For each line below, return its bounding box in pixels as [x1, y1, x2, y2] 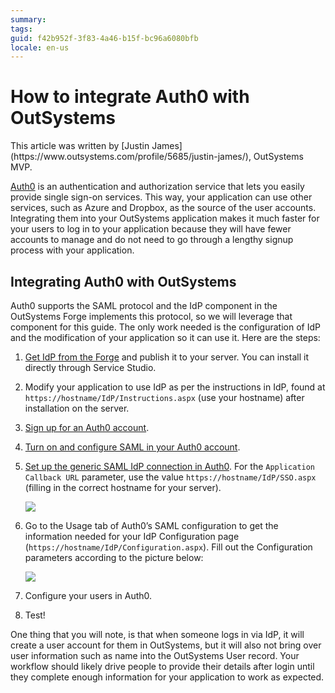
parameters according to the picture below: [24, 552, 204, 563]
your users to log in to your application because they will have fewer [10, 223, 292, 235]
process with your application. [10, 244, 135, 256]
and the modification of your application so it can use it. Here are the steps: [10, 332, 321, 343]
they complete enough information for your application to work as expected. [10, 671, 325, 683]
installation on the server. [24, 402, 130, 414]
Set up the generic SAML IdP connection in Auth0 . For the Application [24, 461, 316, 472]
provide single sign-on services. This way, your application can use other [10, 191, 313, 203]
